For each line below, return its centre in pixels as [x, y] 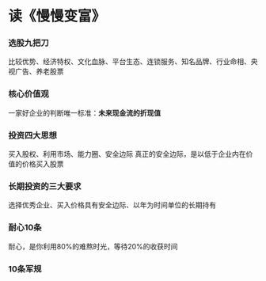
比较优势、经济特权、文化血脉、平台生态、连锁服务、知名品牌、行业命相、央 [133, 62]
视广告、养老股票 [36, 71]
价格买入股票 [43, 164]
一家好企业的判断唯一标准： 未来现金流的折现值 [84, 112]
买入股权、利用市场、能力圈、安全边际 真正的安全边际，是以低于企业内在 [127, 154]
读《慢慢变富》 [57, 16]
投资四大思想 [33, 135]
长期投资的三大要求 [45, 186]
